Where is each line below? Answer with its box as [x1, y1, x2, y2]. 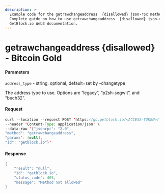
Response [5, 151, 26, 157]
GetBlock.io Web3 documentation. [9, 21, 78, 26]
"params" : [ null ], [5, 135, 43, 140]
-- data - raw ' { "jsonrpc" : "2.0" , [5, 126, 71, 131]
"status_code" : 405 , [14, 175, 56, 180]
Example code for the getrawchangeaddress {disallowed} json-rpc [9, 12, 148, 17]
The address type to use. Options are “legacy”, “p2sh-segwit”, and [5, 90, 140, 96]
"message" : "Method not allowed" [14, 180, 82, 185]
